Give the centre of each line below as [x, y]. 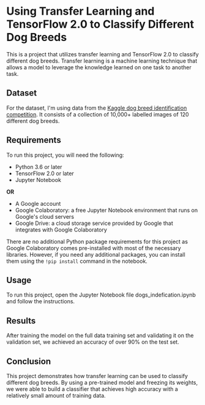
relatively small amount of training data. [56, 396]
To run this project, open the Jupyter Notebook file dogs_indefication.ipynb [101, 295]
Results [21, 321]
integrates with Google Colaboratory [61, 229]
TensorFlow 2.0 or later [45, 173]
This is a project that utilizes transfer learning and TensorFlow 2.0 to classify [102, 54]
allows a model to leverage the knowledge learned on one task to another [99, 67]
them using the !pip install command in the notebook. [77, 261]
